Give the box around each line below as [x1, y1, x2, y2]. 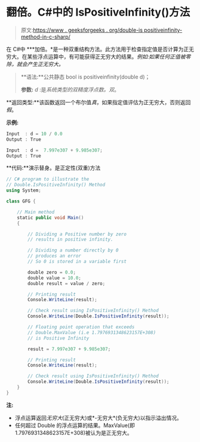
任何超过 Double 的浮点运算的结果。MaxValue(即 [14, 422, 136, 429]
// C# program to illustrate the [6, 176, 90, 183]
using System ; [6, 187, 42, 193]
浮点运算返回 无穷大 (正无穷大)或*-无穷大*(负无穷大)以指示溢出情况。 [14, 414, 182, 421]
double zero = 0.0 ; [27, 269, 76, 276]
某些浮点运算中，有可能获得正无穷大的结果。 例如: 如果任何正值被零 [26, 53, 191, 60]
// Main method [17, 209, 55, 215]
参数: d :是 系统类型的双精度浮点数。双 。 [20, 86, 119, 93]
